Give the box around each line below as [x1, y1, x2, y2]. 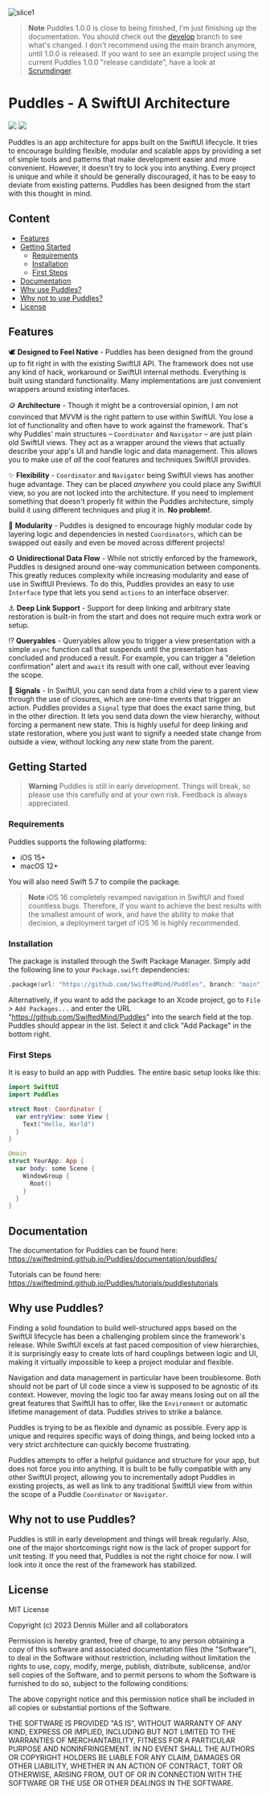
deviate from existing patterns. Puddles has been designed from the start [8, 179, 251, 189]
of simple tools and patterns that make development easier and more [8, 154, 237, 164]
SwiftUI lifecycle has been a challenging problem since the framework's [8, 1331, 246, 1341]
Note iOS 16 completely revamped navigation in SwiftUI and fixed [27, 892, 244, 901]
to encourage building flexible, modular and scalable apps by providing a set [8, 146, 262, 155]
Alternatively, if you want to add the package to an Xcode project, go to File [8, 995, 261, 1004]
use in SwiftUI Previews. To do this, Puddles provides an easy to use [8, 579, 235, 588]
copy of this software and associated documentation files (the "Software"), [8, 1644, 257, 1654]
